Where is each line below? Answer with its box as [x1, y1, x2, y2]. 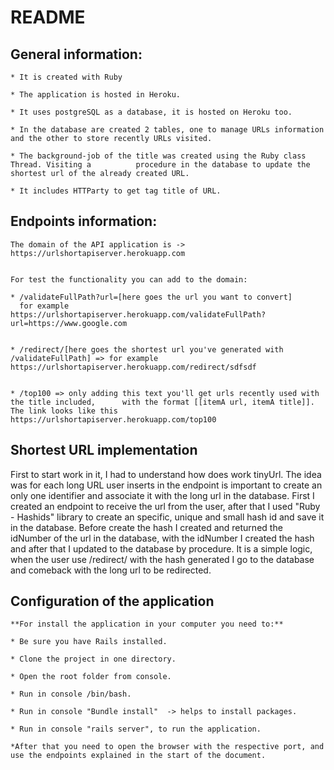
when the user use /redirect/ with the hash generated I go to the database [10, 553, 315, 565]
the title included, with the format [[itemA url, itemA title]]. [10, 397, 315, 407]
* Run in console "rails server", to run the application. [10, 724, 262, 735]
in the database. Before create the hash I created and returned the [10, 521, 283, 533]
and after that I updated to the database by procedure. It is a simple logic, [10, 542, 313, 555]
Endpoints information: [10, 213, 158, 230]
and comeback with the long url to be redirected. [10, 564, 212, 576]
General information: [10, 46, 143, 63]
